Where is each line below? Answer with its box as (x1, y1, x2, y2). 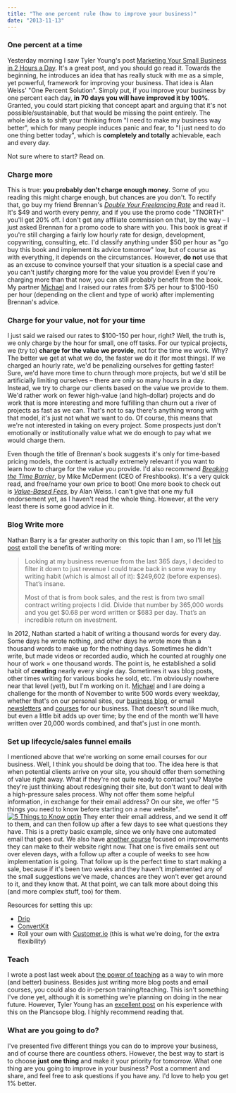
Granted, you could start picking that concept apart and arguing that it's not (7, 101, 227, 109)
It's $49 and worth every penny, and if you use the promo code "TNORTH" (7, 208, 225, 217)
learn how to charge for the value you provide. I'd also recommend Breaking (7, 465, 229, 473)
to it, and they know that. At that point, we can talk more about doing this (7, 880, 218, 888)
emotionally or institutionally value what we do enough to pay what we (7, 429, 211, 437)
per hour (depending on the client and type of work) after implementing (7, 290, 215, 299)
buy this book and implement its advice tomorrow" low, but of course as (7, 246, 216, 254)
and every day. (7, 138, 51, 146)
